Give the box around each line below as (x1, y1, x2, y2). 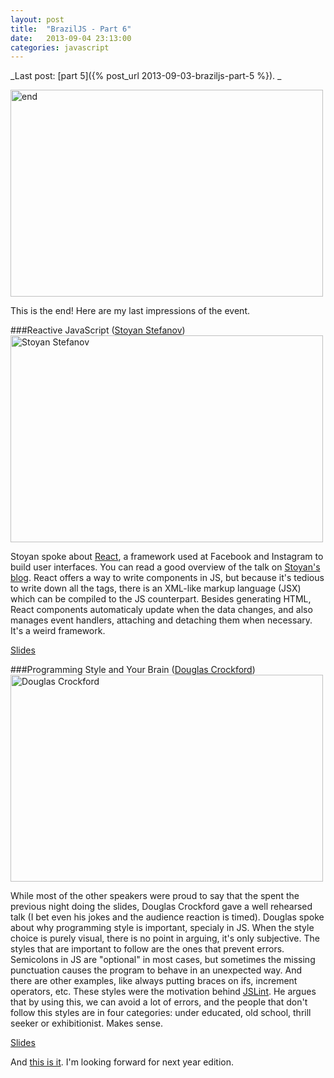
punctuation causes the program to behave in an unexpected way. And (10, 964, 302, 976)
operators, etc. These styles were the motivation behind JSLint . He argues (10, 986, 317, 998)
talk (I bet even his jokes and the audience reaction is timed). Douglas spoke (10, 911, 325, 923)
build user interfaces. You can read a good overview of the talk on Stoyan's (10, 561, 321, 573)
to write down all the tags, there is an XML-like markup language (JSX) (10, 582, 302, 595)
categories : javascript (10, 42, 110, 53)
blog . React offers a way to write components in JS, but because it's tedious (10, 572, 325, 584)
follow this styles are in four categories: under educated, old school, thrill (10, 1007, 312, 1019)
